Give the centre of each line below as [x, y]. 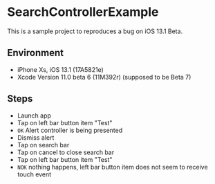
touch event [34, 174]
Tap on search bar [43, 145]
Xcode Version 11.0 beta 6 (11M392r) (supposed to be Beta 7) [104, 77]
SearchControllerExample [83, 12]
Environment [36, 53]
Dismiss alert [36, 137]
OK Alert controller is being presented [70, 130]
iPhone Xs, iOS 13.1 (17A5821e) [60, 69]
